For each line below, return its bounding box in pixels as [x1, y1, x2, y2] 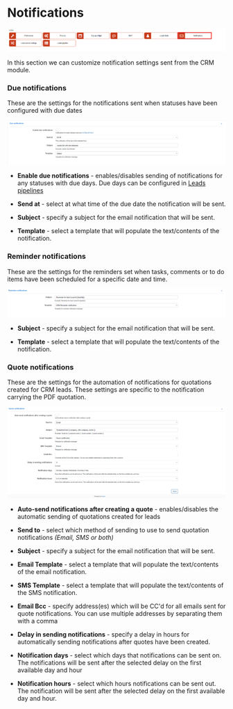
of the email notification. [17, 568, 87, 576]
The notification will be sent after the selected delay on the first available [17, 687, 225, 695]
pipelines [17, 186, 44, 195]
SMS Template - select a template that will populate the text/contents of [17, 581, 224, 589]
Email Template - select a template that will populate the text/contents [17, 560, 219, 568]
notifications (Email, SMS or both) [17, 534, 114, 542]
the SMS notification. [17, 589, 78, 597]
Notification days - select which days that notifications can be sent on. [17, 651, 222, 660]
